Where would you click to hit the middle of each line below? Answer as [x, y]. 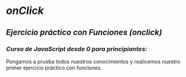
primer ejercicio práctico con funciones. [54, 68]
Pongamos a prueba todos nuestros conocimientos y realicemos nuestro [93, 61]
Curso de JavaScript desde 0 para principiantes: [77, 49]
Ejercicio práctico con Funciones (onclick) [84, 32]
